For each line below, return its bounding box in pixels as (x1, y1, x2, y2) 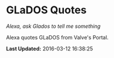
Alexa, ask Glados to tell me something (6, 23, 101, 30)
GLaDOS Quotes (6, 3, 87, 17)
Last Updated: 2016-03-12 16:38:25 (6, 45, 93, 52)
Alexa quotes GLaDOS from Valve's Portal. (6, 34, 109, 41)
